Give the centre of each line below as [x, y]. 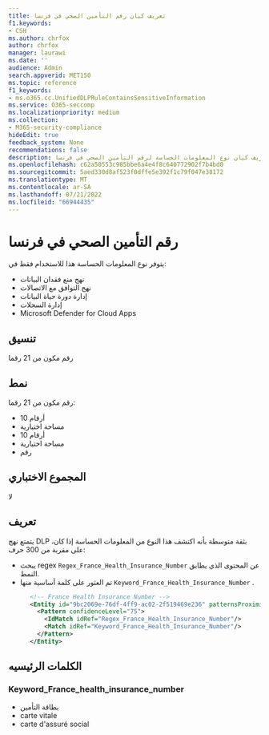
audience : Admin [35, 68]
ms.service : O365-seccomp [51, 105]
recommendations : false [48, 150]
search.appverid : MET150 [50, 75]
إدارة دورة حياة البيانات [54, 297]
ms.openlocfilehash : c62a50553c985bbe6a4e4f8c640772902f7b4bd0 [116, 165]
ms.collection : [34, 120]
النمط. [30, 573]
